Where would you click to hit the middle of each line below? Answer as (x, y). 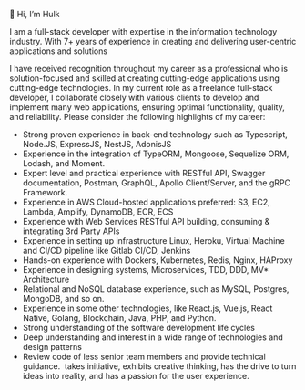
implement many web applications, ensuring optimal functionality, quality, (147, 107)
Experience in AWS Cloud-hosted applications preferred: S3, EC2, (146, 202)
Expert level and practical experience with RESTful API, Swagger (144, 173)
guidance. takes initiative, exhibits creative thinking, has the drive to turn (159, 366)
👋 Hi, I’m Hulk (35, 14)
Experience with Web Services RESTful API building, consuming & (146, 221)
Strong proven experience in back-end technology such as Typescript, (155, 135)
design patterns (52, 347)
